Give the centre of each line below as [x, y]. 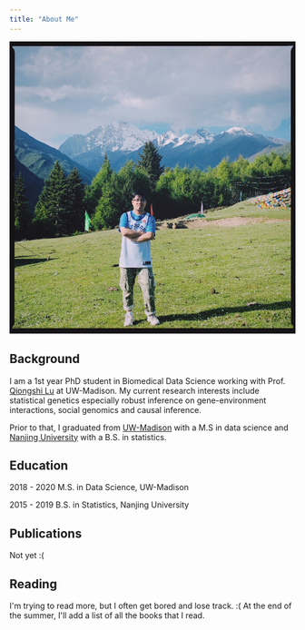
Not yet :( [27, 556]
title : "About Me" [44, 19]
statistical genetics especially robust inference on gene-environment [138, 400]
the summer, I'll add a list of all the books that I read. [107, 615]
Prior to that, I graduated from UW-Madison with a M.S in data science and [149, 428]
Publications [46, 533]
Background [44, 359]
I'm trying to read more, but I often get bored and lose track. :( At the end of [151, 605]
